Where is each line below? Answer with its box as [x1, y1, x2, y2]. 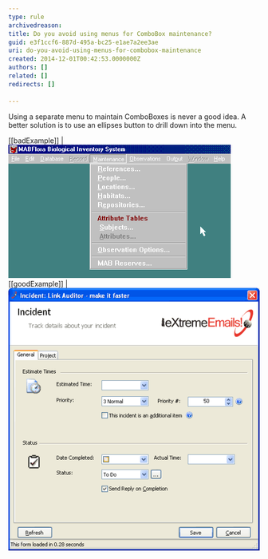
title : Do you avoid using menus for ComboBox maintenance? [8, 30, 213, 38]
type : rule [8, 13, 45, 21]
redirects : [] [8, 80, 56, 88]
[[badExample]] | [8, 136, 64, 145]
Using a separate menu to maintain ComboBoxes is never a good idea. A [8, 112, 246, 121]
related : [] [8, 72, 48, 80]
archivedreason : [8, 21, 62, 30]
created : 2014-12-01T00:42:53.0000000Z [8, 55, 141, 63]
